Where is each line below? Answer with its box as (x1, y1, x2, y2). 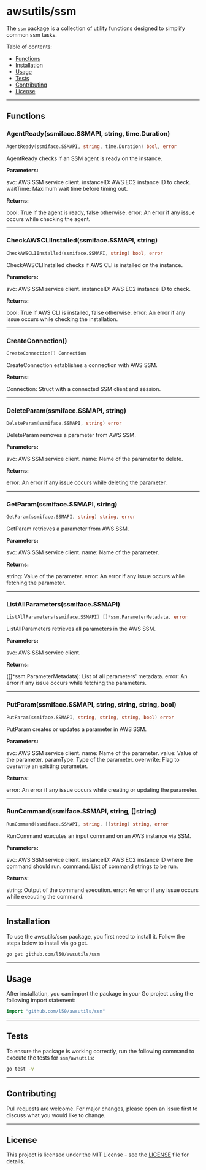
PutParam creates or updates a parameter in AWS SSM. (6, 726, 147, 733)
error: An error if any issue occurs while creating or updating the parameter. (6, 786, 198, 793)
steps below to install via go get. (6, 939, 88, 947)
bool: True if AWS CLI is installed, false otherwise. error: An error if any (6, 309, 185, 316)
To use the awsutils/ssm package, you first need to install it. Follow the (6, 932, 185, 940)
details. (6, 1158, 25, 1165)
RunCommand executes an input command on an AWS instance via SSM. (6, 832, 191, 839)
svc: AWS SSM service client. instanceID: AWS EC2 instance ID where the (6, 856, 193, 863)
